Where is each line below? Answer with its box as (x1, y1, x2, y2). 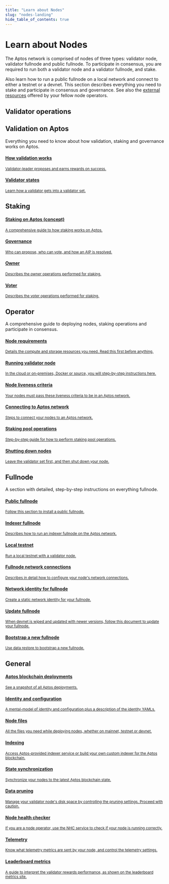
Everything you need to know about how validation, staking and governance (5, 138, 164, 144)
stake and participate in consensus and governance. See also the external (5, 87, 160, 93)
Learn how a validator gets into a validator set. (5, 188, 86, 193)
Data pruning (5, 788, 34, 794)
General (5, 659, 31, 668)
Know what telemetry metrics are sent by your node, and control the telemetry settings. (5, 847, 158, 853)
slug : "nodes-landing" (5, 12, 53, 17)
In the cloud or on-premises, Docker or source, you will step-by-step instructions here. (5, 371, 156, 376)
